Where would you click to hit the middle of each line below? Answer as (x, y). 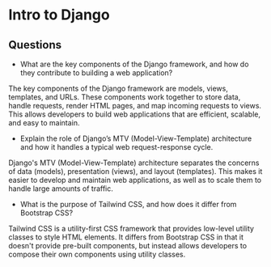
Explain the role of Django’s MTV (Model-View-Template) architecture (136, 138)
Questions (35, 45)
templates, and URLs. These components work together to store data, (125, 97)
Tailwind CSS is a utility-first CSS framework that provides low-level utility (131, 229)
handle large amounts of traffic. (61, 189)
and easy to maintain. (44, 123)
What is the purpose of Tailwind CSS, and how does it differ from (128, 204)
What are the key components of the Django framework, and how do (134, 64)
